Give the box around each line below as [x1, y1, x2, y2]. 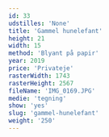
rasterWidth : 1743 [8, 72, 70, 80]
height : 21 [8, 34, 45, 43]
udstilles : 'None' [8, 19, 70, 27]
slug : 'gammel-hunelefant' [8, 110, 99, 118]
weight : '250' [8, 117, 57, 125]
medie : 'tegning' [8, 94, 67, 102]
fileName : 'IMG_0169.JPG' [8, 86, 95, 95]
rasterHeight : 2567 [8, 79, 74, 87]
